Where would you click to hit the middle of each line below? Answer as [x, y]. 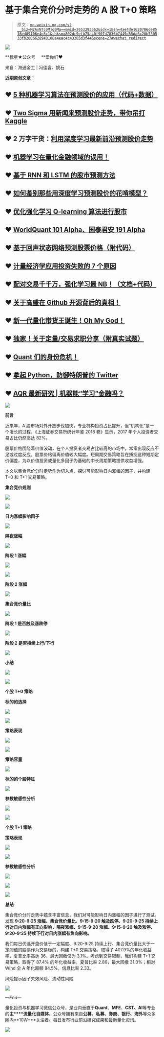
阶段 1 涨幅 [16, 555]
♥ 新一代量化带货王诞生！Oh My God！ [65, 321]
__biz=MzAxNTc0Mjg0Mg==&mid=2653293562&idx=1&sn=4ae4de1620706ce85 [87, 29]
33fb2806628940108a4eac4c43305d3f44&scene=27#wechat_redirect [82, 38]
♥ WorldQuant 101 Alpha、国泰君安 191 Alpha [75, 230]
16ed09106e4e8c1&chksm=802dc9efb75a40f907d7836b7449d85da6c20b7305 [87, 34]
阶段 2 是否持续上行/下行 [30, 643]
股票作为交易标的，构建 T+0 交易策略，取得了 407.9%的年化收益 [87, 950]
